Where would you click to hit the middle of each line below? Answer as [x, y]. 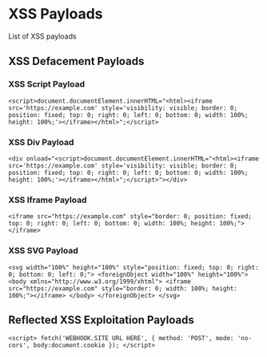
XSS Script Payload [47, 84]
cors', [19, 346]
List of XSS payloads [43, 36]
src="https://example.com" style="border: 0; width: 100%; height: [123, 288]
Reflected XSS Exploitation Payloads [101, 320]
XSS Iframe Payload [48, 200]
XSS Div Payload [41, 142]
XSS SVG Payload [43, 251]
